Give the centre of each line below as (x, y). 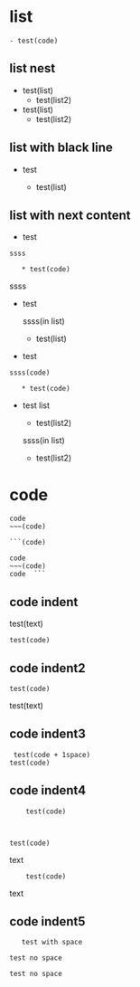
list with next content (70, 215)
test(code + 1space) (52, 754)
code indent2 (47, 668)
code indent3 (47, 734)
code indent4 (48, 790)
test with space (52, 943)
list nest (33, 68)
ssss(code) (30, 373)
